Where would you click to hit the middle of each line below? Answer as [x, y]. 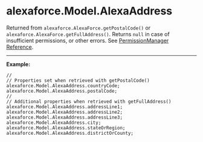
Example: [18, 64]
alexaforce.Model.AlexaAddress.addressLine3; [64, 117]
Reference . [20, 47]
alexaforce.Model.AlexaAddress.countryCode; [63, 85]
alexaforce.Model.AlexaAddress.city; [54, 122]
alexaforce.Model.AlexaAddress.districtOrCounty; [70, 133]
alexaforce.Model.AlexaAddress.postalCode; [62, 91]
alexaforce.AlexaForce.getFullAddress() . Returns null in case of [88, 34]
